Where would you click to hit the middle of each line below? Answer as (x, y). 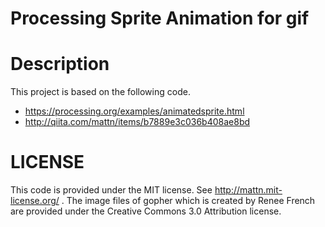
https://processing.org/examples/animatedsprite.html (134, 111)
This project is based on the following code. (100, 92)
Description (60, 64)
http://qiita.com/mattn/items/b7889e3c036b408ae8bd (137, 122)
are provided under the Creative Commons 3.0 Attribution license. (146, 211)
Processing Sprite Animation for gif (160, 18)
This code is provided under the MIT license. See (111, 190)
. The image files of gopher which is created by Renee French (188, 201)
